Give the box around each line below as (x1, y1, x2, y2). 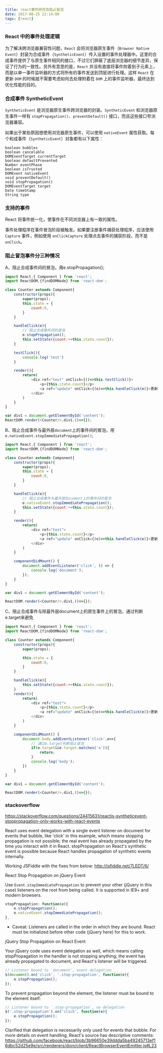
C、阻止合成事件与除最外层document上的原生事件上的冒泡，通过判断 (5, 609, 143, 614)
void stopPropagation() (5, 179, 53, 184)
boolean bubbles (5, 145, 38, 150)
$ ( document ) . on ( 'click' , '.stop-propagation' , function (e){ (5, 972, 130, 977)
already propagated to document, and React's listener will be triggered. (5, 958, 148, 964)
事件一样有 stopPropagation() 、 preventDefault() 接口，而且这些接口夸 (9, 113, 152, 119)
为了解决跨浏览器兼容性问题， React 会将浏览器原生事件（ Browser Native (5, 45, 149, 51)
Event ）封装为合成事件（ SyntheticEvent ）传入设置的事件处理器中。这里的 (5, 51, 153, 57)
